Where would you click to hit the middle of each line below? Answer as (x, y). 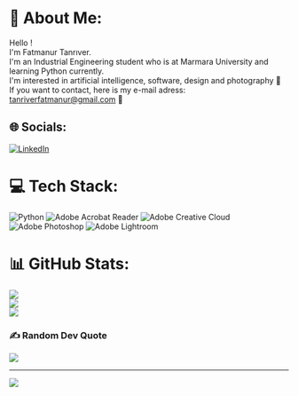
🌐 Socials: (38, 127)
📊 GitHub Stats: (70, 263)
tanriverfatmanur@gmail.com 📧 (67, 99)
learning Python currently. (57, 71)
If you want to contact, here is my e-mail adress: (98, 90)
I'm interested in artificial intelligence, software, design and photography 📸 (145, 80)
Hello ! (21, 43)
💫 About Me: (56, 18)
